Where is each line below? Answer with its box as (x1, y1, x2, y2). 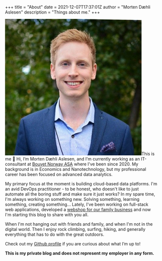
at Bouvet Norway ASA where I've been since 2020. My (27, 161, 139, 167)
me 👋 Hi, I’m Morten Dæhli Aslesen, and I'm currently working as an (5, 156, 140, 162)
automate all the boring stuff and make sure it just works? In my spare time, (5, 191, 155, 197)
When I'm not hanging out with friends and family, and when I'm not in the (5, 221, 153, 227)
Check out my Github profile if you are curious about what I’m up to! (5, 241, 141, 246)
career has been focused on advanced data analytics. (5, 172, 113, 177)
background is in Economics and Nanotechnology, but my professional (5, 166, 146, 172)
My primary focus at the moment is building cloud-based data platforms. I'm (5, 181, 158, 186)
